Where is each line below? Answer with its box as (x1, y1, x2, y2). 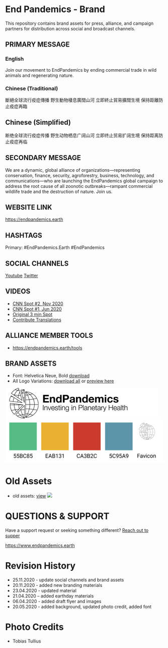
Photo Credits (5, 621, 64, 632)
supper (5, 532, 20, 538)
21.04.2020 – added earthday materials (12, 592, 94, 599)
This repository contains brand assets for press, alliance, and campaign (5, 20, 154, 26)
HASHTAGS (5, 231, 42, 239)
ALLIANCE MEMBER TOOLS (5, 331, 93, 340)
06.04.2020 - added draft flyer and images (12, 598, 102, 604)
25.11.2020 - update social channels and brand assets (12, 577, 124, 583)
